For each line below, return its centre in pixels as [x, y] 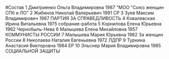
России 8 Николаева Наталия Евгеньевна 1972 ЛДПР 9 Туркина [75, 40]
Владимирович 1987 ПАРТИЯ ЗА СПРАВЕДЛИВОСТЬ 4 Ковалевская [80, 18]
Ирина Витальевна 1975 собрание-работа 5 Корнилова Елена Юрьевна [83, 24]
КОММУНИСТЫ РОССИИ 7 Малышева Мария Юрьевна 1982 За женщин [84, 35]
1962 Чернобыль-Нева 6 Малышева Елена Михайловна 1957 [72, 29]
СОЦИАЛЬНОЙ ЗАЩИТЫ [33, 51]
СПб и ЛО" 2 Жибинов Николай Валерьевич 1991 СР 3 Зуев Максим [80, 13]
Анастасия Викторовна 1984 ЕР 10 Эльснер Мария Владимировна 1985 [83, 45]
